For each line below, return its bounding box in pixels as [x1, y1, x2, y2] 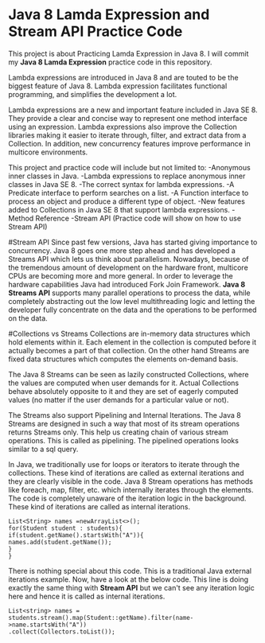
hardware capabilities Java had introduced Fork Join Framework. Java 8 [8, 279, 246, 289]
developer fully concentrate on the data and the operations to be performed [8, 305, 257, 314]
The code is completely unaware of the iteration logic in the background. [8, 493, 247, 503]
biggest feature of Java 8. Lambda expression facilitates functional [8, 81, 228, 91]
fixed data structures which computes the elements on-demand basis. [8, 354, 239, 364]
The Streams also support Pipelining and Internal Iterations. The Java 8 [8, 410, 241, 419]
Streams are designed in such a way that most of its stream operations [8, 419, 240, 428]
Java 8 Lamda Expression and [8, 6, 210, 24]
